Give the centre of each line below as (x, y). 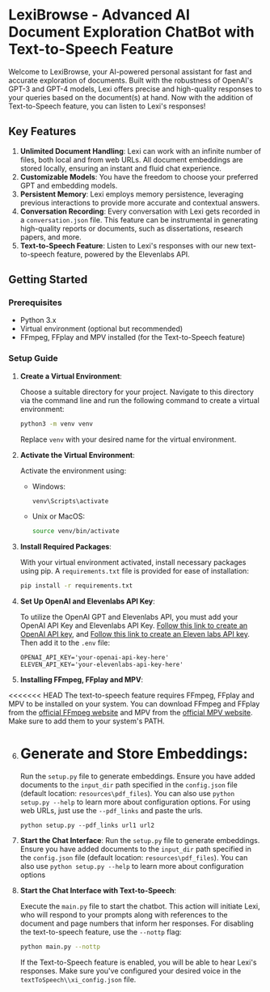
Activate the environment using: (73, 470)
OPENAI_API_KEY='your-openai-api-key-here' (95, 658)
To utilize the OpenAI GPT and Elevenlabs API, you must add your (129, 617)
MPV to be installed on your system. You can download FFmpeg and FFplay (134, 704)
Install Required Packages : (65, 547)
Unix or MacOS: (59, 516)
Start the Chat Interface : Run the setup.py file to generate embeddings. (140, 841)
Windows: (49, 486)
